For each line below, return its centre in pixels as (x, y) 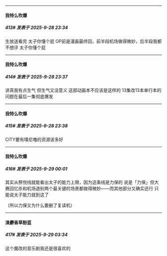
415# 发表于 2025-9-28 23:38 (37, 126)
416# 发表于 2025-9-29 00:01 (36, 169)
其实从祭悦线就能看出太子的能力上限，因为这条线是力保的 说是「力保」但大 (82, 182)
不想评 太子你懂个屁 (25, 47)
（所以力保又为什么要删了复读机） (40, 206)
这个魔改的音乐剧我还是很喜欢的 (38, 248)
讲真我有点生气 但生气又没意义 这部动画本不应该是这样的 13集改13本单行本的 (83, 90)
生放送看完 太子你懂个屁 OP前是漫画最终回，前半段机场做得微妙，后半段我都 (83, 41)
